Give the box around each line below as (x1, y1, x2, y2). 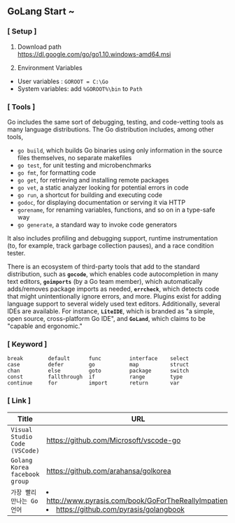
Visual (10, 426, 33, 434)
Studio (10, 433, 33, 440)
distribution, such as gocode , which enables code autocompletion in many (7, 269, 219, 278)
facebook (10, 470, 40, 478)
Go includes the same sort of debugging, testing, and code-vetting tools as (7, 117, 224, 126)
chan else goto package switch (7, 367, 190, 375)
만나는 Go (10, 496, 38, 505)
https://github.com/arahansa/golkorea (46, 466, 171, 475)
